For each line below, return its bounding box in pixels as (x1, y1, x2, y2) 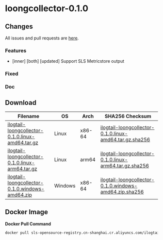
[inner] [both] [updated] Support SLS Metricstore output (12, 58, 125, 64)
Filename (17, 113, 40, 120)
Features (5, 47, 27, 54)
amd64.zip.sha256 (100, 188, 144, 195)
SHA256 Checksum (104, 113, 151, 120)
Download (5, 98, 36, 107)
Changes (5, 22, 33, 31)
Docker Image (5, 208, 49, 216)
